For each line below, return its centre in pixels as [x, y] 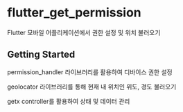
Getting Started [41, 55]
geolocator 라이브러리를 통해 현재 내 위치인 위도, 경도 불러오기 [92, 87]
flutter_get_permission [75, 13]
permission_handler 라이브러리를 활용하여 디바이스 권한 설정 [90, 72]
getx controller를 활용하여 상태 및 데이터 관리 [69, 101]
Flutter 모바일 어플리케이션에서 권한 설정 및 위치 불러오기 [84, 32]
